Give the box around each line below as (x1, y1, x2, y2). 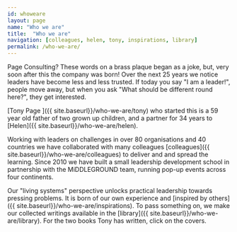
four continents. (7, 173, 54, 181)
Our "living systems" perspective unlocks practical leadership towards (7, 187, 213, 195)
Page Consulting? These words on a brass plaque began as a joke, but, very (7, 63, 229, 71)
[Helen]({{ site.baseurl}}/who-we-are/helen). (7, 122, 139, 129)
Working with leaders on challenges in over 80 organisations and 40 (7, 135, 207, 144)
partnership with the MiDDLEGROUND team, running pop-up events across (7, 166, 226, 173)
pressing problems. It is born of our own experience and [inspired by (7, 194, 207, 202)
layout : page (7, 17, 46, 24)
